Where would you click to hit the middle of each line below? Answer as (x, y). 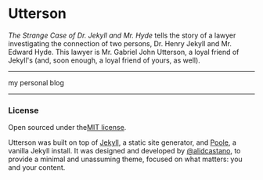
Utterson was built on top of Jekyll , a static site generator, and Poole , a (122, 142)
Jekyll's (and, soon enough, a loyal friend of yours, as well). (104, 60)
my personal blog (36, 82)
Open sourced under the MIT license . (67, 128)
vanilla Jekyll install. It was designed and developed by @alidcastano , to (124, 151)
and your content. (37, 167)
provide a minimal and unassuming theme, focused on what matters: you (125, 159)
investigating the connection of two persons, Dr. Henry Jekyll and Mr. (120, 43)
